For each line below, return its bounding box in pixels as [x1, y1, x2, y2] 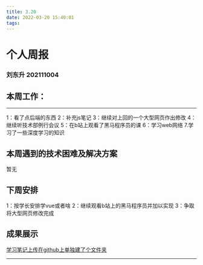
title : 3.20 [6, 8, 36, 15]
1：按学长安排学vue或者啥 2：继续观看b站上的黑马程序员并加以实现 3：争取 [6, 202, 195, 209]
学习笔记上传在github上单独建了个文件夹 [6, 246, 107, 253]
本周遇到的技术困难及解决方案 [6, 148, 118, 158]
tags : [6, 20, 20, 26]
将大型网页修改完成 [6, 209, 54, 217]
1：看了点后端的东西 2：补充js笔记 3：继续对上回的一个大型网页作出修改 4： [6, 114, 196, 121]
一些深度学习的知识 [16, 129, 65, 136]
